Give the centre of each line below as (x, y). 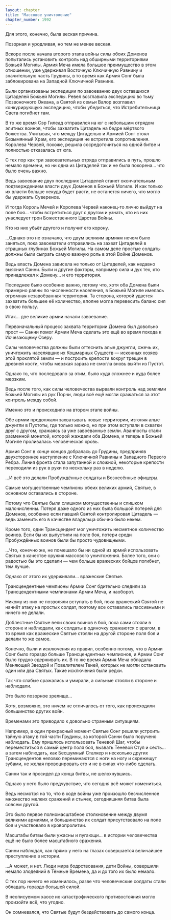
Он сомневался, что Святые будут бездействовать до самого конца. (80, 912)
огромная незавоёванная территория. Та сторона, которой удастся (79, 296)
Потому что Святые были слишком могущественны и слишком (74, 503)
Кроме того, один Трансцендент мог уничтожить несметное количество (85, 529)
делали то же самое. (28, 639)
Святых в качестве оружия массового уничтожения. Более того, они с (82, 556)
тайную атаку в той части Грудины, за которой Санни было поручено (81, 737)
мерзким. (16, 379)
